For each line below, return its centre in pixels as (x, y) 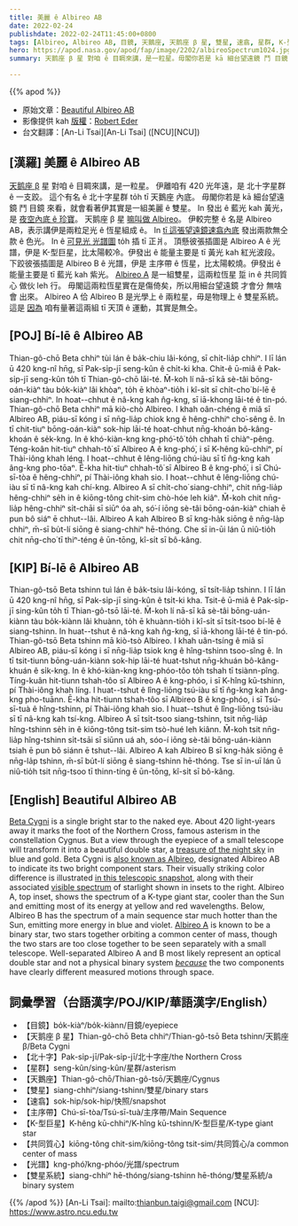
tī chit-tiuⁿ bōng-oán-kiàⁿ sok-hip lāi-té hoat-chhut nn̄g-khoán (123, 429)
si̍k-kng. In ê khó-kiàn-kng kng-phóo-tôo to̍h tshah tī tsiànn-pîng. (160, 671)
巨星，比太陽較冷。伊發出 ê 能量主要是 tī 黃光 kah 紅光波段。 (169, 252)
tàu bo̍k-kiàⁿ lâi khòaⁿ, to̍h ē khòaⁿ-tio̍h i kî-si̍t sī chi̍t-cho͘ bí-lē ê (160, 389)
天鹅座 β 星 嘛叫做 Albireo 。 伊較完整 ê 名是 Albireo (178, 219)
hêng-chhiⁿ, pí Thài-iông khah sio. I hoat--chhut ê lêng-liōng (150, 477)
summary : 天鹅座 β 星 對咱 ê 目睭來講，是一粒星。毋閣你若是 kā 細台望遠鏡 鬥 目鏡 (149, 59)
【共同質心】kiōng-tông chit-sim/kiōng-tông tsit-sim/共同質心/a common (155, 1144)
